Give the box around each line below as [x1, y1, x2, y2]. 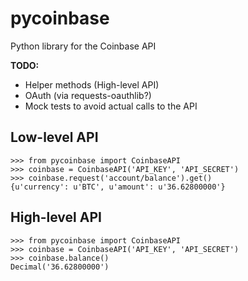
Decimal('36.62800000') [10, 262, 110, 272]
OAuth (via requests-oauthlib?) [24, 89, 152, 101]
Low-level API [10, 129, 99, 146]
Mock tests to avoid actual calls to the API [24, 100, 198, 112]
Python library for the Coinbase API [10, 40, 157, 52]
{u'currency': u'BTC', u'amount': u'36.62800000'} [10, 182, 226, 192]
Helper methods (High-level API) [24, 78, 160, 91]
